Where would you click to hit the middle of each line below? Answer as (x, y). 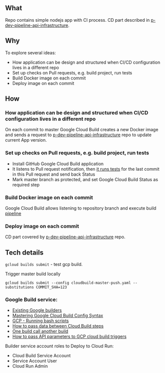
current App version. (26, 140)
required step (26, 185)
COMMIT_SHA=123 (52, 287)
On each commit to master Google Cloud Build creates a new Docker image (82, 130)
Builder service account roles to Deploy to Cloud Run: (60, 346)
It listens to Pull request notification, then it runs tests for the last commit (86, 169)
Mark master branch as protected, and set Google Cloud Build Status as (85, 179)
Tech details (24, 252)
